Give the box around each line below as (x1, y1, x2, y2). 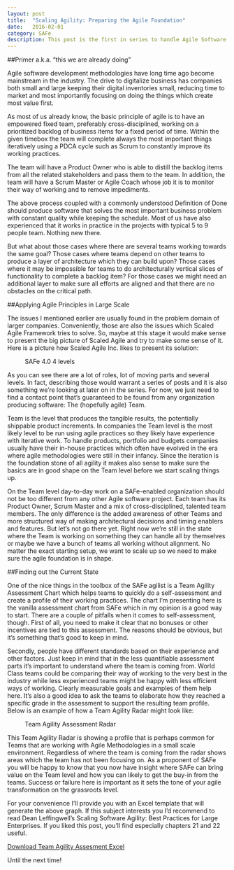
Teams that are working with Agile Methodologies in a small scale (7, 741, 196, 750)
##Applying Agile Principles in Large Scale (7, 300, 130, 309)
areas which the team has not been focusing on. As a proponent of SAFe (7, 756, 217, 764)
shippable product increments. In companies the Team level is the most (7, 421, 213, 430)
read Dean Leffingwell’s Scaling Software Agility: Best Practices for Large (7, 814, 219, 822)
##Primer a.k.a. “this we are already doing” (7, 55, 131, 64)
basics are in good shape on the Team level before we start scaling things (7, 466, 220, 475)
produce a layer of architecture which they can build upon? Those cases (7, 257, 216, 266)
